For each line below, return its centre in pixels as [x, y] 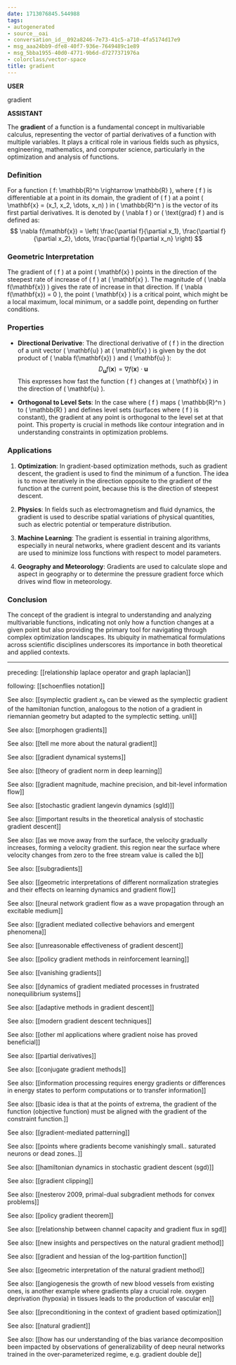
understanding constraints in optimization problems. [93, 432]
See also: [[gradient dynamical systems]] [67, 757]
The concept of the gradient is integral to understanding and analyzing [110, 615]
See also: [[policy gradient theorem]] [60, 1215]
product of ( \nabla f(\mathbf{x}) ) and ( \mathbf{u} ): [94, 358]
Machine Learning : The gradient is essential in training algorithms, [114, 537]
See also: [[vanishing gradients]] [54, 972]
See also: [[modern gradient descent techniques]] [80, 1021]
